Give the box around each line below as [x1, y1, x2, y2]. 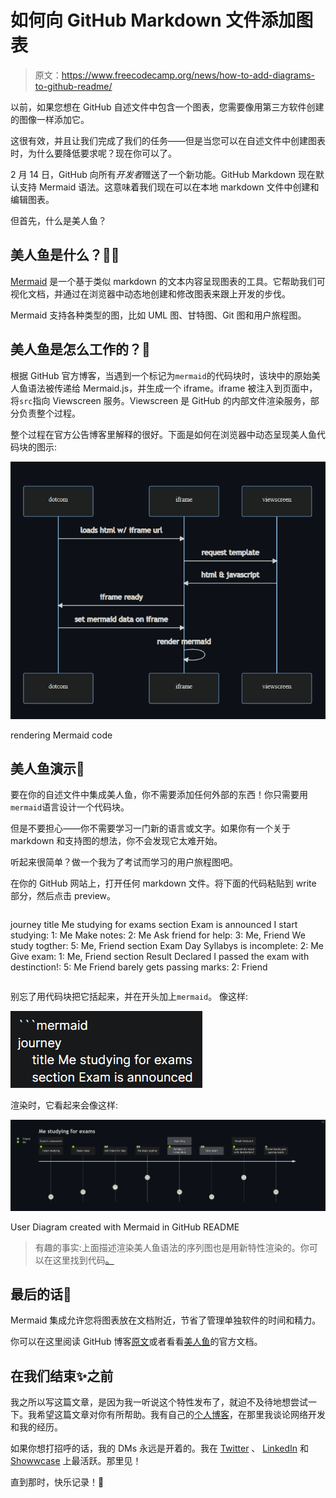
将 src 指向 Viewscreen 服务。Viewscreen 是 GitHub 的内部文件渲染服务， [10, 394, 311, 406]
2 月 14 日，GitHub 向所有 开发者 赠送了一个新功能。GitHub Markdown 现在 [10, 168, 317, 180]
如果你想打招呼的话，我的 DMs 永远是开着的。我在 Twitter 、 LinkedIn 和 [10, 1442, 309, 1455]
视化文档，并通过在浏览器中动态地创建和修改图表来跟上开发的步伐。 [10, 287, 291, 300]
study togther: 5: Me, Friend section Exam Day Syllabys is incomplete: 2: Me [10, 940, 324, 952]
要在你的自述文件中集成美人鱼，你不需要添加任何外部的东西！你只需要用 [10, 789, 308, 801]
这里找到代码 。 [52, 1254, 115, 1266]
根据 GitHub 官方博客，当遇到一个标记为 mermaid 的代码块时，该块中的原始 [10, 369, 312, 381]
